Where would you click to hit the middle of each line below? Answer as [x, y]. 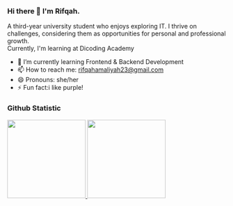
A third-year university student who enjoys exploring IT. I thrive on [102, 26]
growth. [18, 41]
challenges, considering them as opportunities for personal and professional [116, 33]
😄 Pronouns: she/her [48, 80]
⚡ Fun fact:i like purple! [50, 88]
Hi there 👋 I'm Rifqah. [43, 11]
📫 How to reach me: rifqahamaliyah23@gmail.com [90, 70]
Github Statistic [34, 109]
